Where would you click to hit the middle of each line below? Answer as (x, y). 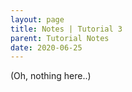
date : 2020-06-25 (46, 47)
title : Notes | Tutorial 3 (66, 29)
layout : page (37, 19)
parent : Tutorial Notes (60, 38)
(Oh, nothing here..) (51, 76)
